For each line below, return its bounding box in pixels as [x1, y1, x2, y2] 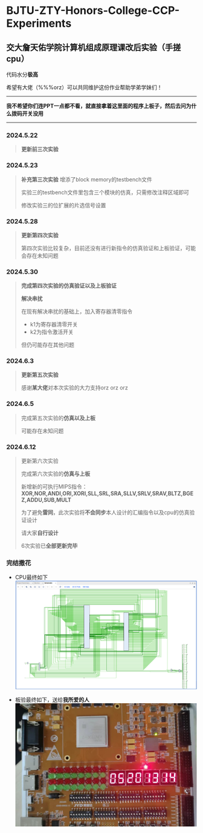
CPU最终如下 [14, 574, 48, 581]
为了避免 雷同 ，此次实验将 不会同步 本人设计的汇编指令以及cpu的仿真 [21, 509, 190, 516]
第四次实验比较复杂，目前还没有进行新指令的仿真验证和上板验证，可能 [21, 244, 196, 252]
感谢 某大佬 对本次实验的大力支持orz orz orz [21, 384, 128, 391]
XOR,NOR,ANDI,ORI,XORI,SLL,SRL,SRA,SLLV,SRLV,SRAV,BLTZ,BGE [21, 490, 194, 497]
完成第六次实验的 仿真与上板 [21, 470, 91, 477]
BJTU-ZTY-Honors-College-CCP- [6, 4, 180, 18]
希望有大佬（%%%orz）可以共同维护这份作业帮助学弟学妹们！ [6, 84, 163, 91]
